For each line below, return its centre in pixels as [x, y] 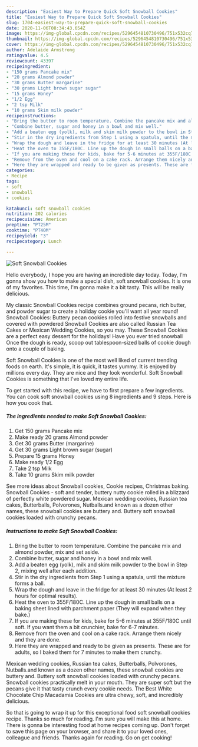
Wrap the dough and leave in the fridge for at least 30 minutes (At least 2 [103, 590]
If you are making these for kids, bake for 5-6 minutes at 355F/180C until [103, 621]
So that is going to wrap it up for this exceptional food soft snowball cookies [98, 713]
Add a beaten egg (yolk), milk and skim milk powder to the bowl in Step [101, 565]
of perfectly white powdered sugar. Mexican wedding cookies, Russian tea [97, 499]
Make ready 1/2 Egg [39, 462]
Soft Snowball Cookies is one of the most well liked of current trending [92, 360]
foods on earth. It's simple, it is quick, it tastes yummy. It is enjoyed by [91, 366]
